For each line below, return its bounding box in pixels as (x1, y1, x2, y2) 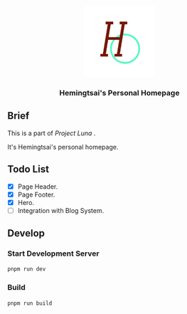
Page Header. (17, 182, 58, 191)
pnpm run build (7, 300, 53, 307)
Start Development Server (7, 248, 100, 258)
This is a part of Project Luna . (7, 129, 96, 137)
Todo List (7, 163, 50, 175)
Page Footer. (17, 190, 55, 199)
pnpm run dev (7, 266, 46, 273)
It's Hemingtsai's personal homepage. (7, 142, 119, 151)
